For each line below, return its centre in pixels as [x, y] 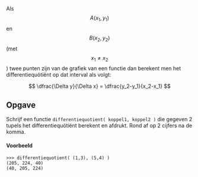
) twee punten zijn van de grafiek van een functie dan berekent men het [94, 68]
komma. [16, 132]
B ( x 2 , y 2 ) [100, 38]
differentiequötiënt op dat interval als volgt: [59, 75]
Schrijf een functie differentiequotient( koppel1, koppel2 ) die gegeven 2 [99, 119]
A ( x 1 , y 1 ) [100, 18]
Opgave [21, 105]
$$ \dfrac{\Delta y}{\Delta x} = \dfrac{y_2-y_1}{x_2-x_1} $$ [100, 86]
